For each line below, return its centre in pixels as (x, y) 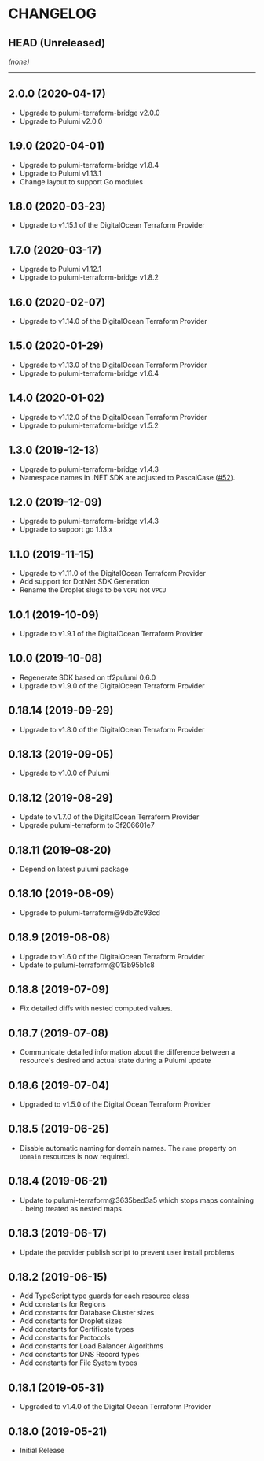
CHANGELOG (52, 14)
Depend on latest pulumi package (74, 869)
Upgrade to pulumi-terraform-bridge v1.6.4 (89, 373)
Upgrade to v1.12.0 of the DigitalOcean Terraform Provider (113, 417)
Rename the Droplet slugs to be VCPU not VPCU (93, 590)
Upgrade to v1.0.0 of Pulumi (64, 773)
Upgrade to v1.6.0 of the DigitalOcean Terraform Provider (112, 956)
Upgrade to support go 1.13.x (66, 529)
